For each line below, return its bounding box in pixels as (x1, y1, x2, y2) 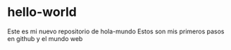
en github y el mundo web (7, 34, 83, 42)
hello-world (7, 4, 77, 20)
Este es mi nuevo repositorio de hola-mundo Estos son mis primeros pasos (7, 27, 225, 35)
